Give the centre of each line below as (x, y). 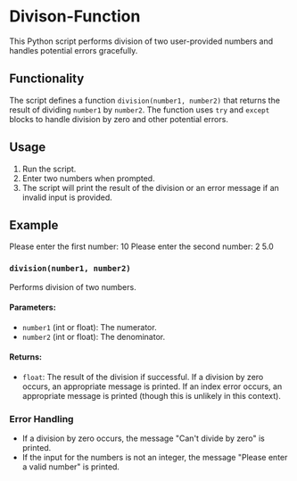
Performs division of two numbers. (73, 286)
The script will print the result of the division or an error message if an (150, 187)
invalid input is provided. (67, 197)
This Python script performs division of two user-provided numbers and (141, 41)
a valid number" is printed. (71, 467)
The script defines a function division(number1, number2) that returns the (145, 100)
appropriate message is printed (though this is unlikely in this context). (151, 396)
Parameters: (33, 307)
